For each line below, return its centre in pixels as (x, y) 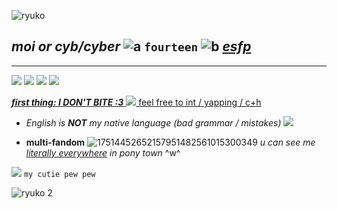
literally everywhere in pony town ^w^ (103, 152)
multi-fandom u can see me (170, 142)
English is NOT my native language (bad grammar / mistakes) (153, 122)
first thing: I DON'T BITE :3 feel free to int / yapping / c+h (136, 102)
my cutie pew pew (59, 174)
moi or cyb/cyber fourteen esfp (131, 46)
